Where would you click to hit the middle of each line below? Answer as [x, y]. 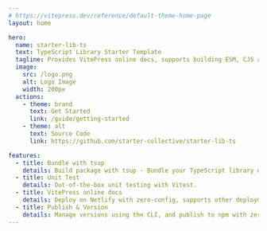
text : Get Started [60, 112]
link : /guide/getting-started [79, 119]
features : [25, 155]
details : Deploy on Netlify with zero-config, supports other [128, 200]
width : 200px [44, 89]
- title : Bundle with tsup [60, 163]
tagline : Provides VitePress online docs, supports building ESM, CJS [135, 60]
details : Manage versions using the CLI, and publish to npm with [135, 215]
